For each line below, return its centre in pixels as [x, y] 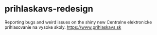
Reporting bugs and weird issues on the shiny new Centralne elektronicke [78, 22]
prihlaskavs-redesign [49, 9]
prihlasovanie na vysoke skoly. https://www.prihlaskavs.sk [63, 27]
